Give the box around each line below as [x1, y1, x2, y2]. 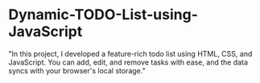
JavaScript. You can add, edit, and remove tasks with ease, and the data [8, 57, 248, 67]
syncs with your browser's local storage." [8, 65, 147, 75]
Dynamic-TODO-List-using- [8, 6, 199, 24]
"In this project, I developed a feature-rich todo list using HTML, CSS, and [8, 49, 253, 58]
